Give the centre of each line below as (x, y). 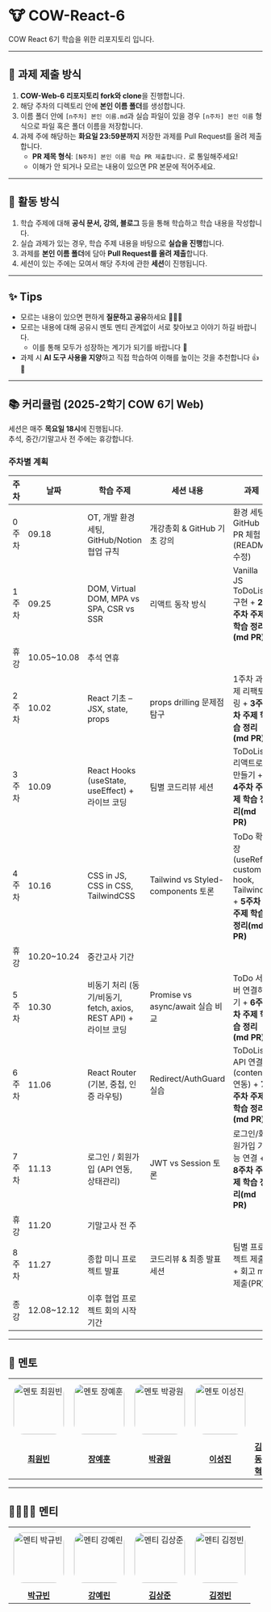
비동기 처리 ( (110, 985)
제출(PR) (248, 1284)
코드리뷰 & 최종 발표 (186, 1260)
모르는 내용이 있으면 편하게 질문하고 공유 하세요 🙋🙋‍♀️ (101, 317)
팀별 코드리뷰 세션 (181, 787)
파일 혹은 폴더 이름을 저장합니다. (92, 126)
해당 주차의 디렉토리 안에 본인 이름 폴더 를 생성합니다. (102, 105)
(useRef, (249, 859)
